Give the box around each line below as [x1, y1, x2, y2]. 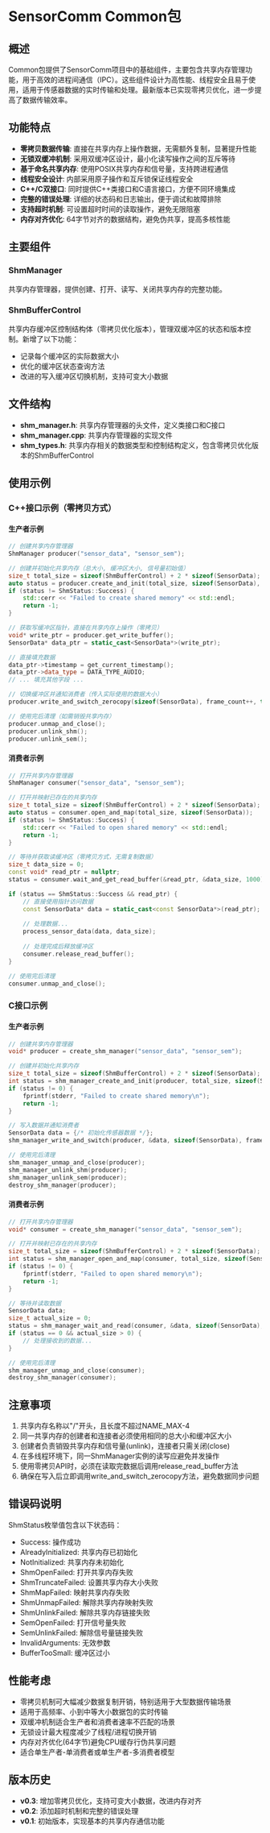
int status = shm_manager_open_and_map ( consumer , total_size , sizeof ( [8, 1254, 250, 1263]
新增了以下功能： [22, 334, 79, 343]
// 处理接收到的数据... [22, 1337, 92, 1345]
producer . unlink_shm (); [8, 727, 88, 736]
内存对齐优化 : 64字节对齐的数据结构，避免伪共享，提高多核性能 [19, 214, 231, 224]
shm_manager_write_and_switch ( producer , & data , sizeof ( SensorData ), [8, 1137, 243, 1145]
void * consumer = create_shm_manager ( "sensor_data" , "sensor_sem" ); [8, 1225, 243, 1234]
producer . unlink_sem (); [8, 735, 88, 743]
